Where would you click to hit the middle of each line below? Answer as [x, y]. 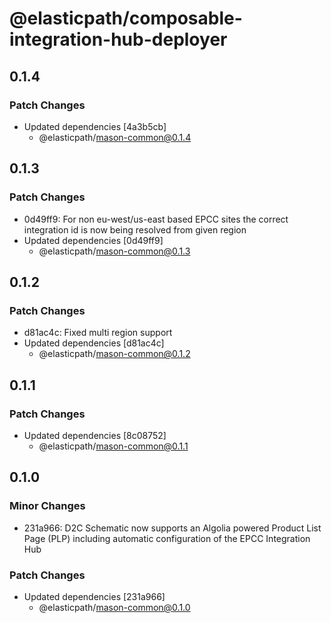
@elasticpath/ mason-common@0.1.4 [115, 137]
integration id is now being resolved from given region [135, 229]
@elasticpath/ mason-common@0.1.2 [114, 354]
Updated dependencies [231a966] [94, 596]
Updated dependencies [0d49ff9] [93, 240]
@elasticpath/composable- [126, 18]
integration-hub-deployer [118, 39]
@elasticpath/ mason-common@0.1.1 [113, 446]
